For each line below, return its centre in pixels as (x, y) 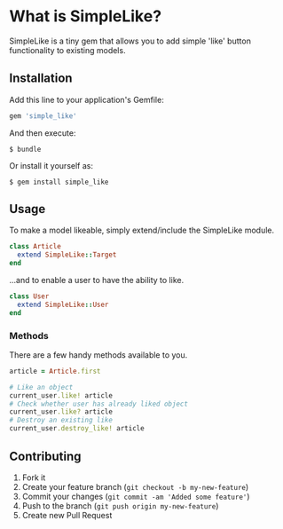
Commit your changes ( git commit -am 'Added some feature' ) (136, 496)
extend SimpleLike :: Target (67, 255)
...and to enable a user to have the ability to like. (97, 280)
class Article (35, 247)
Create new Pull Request (67, 515)
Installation (41, 79)
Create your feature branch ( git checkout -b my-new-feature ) (135, 486)
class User (29, 296)
